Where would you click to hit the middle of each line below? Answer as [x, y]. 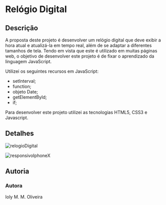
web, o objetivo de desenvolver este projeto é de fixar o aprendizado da [80, 56]
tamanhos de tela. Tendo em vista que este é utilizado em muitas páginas [81, 51]
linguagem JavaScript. [28, 61]
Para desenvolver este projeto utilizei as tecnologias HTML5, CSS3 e [76, 112]
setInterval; [24, 81]
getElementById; [30, 97]
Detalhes [20, 134]
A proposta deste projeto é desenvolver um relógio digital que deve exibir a [83, 40]
